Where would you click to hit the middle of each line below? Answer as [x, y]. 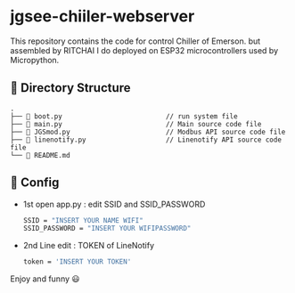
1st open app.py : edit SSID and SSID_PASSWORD [114, 204]
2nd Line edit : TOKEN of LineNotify [89, 246]
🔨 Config [35, 183]
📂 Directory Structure [71, 88]
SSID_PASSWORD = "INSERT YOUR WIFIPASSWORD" [107, 229]
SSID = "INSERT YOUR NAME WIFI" [83, 220]
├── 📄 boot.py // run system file [124, 116]
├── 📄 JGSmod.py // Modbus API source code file [148, 132]
